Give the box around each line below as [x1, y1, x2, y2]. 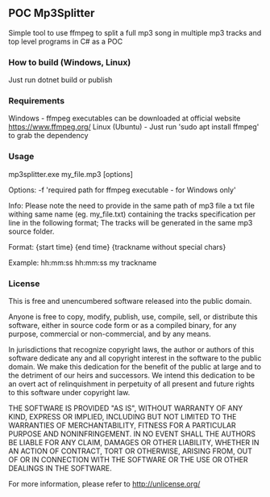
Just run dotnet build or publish [8, 75, 113, 85]
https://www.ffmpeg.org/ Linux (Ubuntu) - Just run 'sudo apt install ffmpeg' [8, 122, 260, 132]
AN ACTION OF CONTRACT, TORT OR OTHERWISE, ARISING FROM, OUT [8, 446, 252, 456]
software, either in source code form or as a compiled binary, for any [8, 321, 237, 330]
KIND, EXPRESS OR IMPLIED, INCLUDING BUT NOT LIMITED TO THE [8, 412, 237, 421]
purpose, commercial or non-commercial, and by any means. [8, 329, 211, 339]
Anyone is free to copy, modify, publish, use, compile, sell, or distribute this [8, 312, 258, 322]
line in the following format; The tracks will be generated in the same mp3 [8, 217, 253, 227]
